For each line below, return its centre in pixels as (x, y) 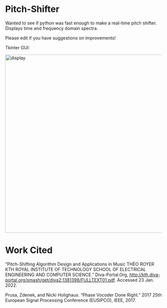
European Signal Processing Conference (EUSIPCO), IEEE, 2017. (71, 300)
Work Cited (29, 250)
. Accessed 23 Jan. (134, 280)
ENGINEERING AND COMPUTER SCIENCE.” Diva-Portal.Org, (67, 275)
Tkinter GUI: (17, 47)
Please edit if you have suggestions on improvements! (60, 38)
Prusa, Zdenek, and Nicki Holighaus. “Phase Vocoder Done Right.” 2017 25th (83, 295)
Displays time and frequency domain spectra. (52, 28)
